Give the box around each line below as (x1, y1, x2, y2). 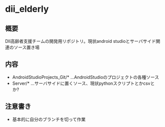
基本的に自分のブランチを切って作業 (12, 116, 86, 122)
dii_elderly (5, 3, 49, 15)
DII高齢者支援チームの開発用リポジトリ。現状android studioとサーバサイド (5, 38, 156, 44)
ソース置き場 (13, 44, 40, 50)
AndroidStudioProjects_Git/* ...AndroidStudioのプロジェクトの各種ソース (12, 74, 159, 80)
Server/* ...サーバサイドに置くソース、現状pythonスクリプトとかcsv (12, 80, 151, 86)
